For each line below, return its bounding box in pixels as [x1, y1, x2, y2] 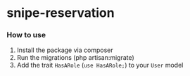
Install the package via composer [16, 46, 113, 54]
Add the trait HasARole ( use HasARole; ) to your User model [16, 61, 184, 70]
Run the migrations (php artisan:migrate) [16, 53, 134, 62]
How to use [6, 30, 46, 40]
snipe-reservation [6, 5, 115, 21]
